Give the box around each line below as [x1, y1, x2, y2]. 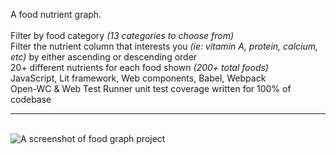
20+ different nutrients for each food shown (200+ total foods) [10, 62, 269, 73]
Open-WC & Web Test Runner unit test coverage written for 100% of [10, 83, 292, 94]
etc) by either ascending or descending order [10, 51, 198, 63]
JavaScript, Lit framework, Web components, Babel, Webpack [10, 72, 267, 84]
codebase [10, 94, 52, 105]
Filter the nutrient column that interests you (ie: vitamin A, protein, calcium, [10, 40, 319, 52]
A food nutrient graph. [10, 9, 102, 20]
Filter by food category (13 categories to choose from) [10, 30, 235, 41]
